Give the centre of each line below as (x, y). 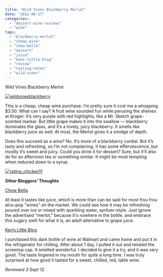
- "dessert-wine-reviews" (36, 23)
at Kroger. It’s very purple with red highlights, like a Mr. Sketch (67, 116)
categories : (17, 19)
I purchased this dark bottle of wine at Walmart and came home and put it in (81, 239)
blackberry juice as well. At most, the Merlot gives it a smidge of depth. (76, 132)
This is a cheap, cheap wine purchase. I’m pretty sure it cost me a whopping (81, 106)
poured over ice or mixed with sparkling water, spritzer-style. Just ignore (78, 210)
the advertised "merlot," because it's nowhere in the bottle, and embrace (78, 215)
